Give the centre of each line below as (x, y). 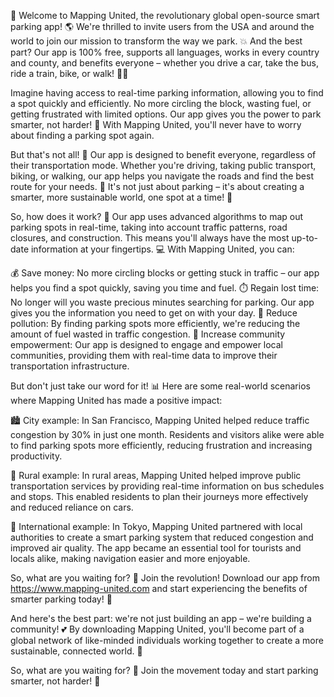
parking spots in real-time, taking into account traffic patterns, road (149, 227)
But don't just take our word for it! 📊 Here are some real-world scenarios (160, 386)
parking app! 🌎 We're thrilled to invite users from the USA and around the (162, 26)
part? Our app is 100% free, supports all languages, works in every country (165, 52)
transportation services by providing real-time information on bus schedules (167, 486)
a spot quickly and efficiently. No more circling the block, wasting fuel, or (161, 103)
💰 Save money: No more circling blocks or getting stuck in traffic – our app (165, 273)
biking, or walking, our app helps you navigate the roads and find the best (162, 176)
